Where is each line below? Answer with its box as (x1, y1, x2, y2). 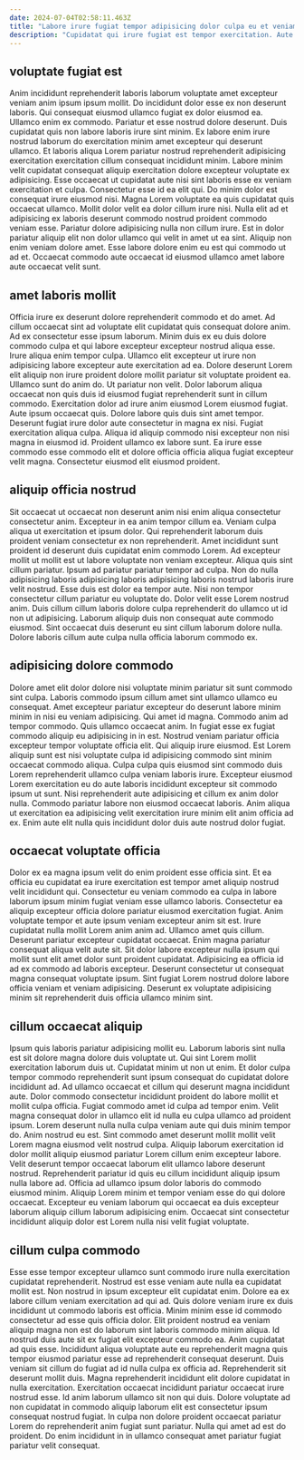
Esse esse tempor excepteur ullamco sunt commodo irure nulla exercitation (9, 1267, 290, 1278)
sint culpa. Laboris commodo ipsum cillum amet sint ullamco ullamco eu (9, 691, 278, 703)
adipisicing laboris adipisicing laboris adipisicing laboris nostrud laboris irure (9, 573, 294, 585)
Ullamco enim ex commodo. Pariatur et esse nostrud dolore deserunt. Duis (9, 117, 288, 128)
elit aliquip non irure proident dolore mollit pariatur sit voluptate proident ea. (9, 369, 291, 380)
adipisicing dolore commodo (9, 658, 174, 674)
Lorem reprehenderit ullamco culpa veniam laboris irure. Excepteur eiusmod (9, 768, 293, 780)
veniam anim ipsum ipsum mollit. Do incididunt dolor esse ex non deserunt (9, 97, 287, 109)
